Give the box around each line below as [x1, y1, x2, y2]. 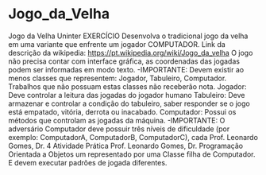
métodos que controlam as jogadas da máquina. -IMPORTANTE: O [8, 115, 226, 125]
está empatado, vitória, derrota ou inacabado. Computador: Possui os [8, 107, 237, 116]
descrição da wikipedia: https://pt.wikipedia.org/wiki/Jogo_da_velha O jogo [8, 48, 253, 57]
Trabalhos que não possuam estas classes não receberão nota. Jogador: [8, 81, 248, 91]
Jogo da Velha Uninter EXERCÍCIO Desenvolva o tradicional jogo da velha [8, 31, 249, 41]
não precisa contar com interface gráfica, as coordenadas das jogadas [8, 56, 241, 66]
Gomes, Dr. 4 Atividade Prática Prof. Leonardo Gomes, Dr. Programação [8, 141, 244, 150]
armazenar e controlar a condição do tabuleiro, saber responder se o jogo [8, 99, 250, 108]
